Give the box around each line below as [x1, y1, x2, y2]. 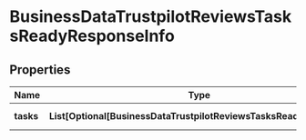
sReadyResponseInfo [9, 25, 175, 46]
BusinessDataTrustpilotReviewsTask [9, 6, 292, 27]
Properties [9, 62, 71, 77]
